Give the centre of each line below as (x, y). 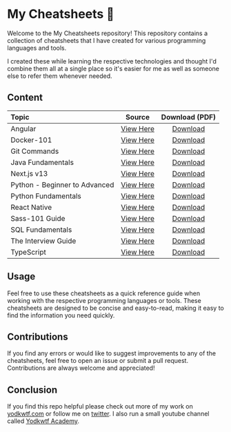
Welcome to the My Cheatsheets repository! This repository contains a (108, 33)
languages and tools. (37, 48)
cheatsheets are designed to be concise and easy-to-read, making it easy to (115, 308)
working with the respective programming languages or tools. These (104, 300)
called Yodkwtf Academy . (43, 421)
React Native (31, 207)
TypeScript (28, 252)
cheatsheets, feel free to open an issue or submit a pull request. (98, 361)
